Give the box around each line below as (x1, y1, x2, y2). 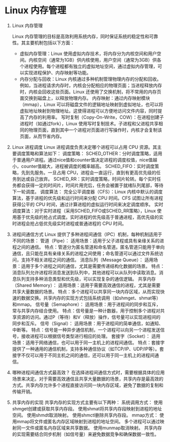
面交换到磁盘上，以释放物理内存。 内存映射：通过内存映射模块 (19, 95, 150, 101)
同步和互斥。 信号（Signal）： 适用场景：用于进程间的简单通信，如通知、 (12, 320, 163, 326)
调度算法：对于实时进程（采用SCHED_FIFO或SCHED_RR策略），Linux (12, 207, 156, 214)
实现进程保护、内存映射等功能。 (24, 69, 91, 75)
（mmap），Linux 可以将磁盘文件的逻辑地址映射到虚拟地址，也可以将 (19, 101, 163, 107)
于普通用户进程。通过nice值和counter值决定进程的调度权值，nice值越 (12, 156, 158, 163)
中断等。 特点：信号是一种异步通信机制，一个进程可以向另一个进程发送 (12, 326, 160, 333)
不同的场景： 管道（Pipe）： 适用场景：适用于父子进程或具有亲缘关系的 (12, 237, 160, 243)
